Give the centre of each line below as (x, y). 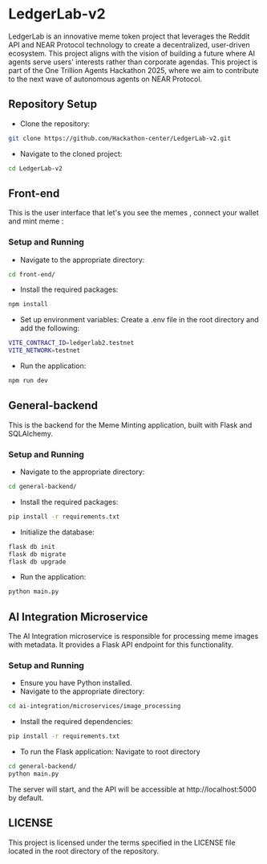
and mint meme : (36, 221)
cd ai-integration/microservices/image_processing (95, 706)
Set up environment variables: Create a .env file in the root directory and (139, 320)
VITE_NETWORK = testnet (44, 350)
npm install (28, 305)
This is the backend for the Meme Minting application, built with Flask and (130, 425)
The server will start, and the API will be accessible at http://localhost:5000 (132, 789)
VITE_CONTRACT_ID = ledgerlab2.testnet (71, 343)
